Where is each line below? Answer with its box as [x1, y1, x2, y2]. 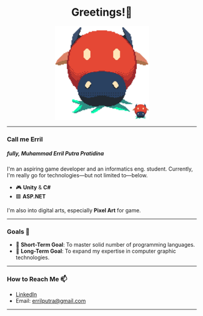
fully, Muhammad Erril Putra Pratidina [7, 150, 104, 157]
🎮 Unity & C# [15, 183, 51, 191]
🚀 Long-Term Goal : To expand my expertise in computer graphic [15, 247, 176, 255]
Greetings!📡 [71, 5, 133, 19]
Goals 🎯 [7, 227, 30, 236]
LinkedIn [15, 291, 37, 298]
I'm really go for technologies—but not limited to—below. [7, 171, 148, 179]
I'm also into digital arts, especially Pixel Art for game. [7, 206, 141, 213]
